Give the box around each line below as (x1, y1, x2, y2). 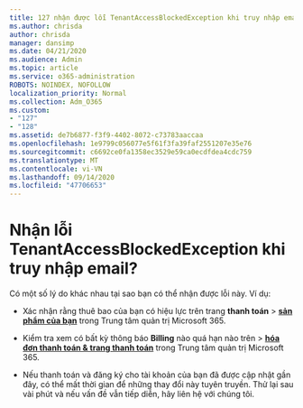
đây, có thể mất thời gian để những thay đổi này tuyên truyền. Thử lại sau (22, 379, 294, 390)
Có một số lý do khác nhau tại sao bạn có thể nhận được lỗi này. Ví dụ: (9, 288, 271, 299)
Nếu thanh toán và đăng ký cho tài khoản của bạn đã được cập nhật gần (22, 369, 291, 380)
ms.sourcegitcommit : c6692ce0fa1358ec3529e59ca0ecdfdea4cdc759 (9, 147, 252, 156)
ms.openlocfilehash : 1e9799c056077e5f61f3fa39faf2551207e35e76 (9, 139, 252, 148)
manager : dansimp (9, 38, 75, 48)
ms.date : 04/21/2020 (9, 47, 87, 56)
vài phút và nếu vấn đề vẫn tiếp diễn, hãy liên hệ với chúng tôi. (22, 389, 255, 400)
